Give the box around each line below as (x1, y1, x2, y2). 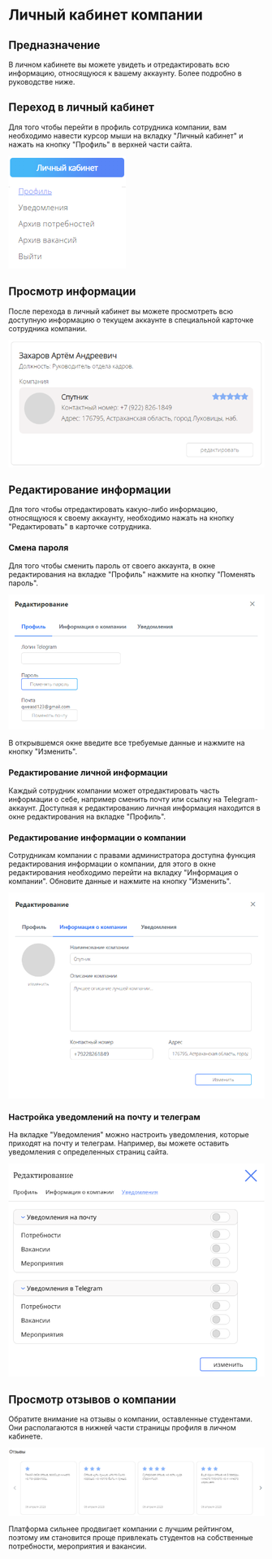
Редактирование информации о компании (8, 832, 187, 843)
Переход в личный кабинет (8, 100, 155, 115)
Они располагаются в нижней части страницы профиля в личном (8, 1423, 237, 1433)
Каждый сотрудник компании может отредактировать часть (8, 786, 220, 795)
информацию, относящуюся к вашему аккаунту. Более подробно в (8, 68, 242, 78)
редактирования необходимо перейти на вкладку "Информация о (8, 868, 239, 878)
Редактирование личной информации (8, 767, 168, 778)
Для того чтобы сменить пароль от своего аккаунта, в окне (8, 560, 216, 571)
